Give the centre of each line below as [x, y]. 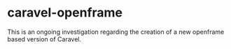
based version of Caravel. [44, 39]
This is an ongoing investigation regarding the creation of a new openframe [116, 32]
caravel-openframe [65, 13]
